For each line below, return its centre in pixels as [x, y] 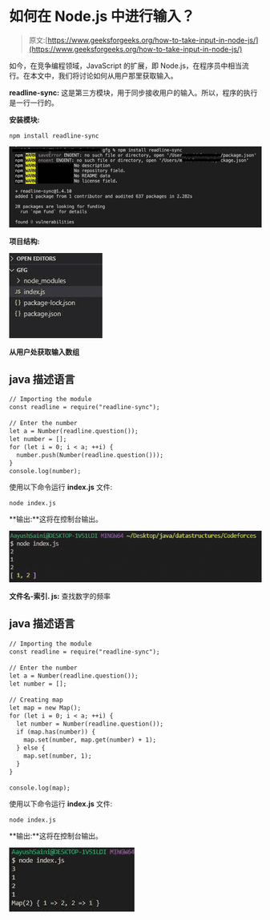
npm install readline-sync [54, 136]
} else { [31, 748]
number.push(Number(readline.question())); [90, 456]
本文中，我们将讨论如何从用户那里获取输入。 [104, 75]
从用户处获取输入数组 [44, 352]
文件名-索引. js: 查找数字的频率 [60, 596]
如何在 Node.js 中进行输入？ [102, 16]
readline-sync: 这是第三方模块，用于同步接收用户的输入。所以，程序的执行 [133, 92]
